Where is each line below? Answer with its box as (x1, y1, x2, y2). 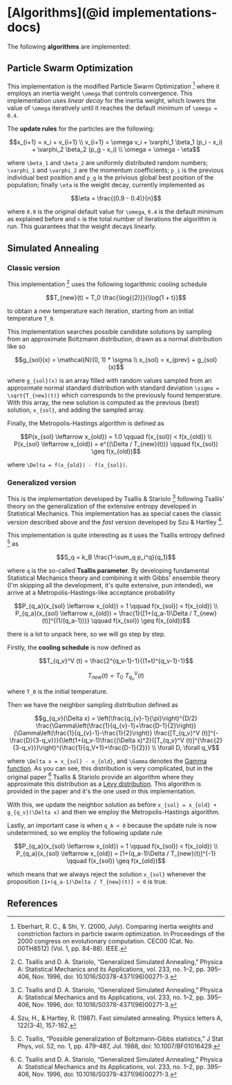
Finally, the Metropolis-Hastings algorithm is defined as (7, 419, 164, 427)
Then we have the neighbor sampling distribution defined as (7, 700, 178, 709)
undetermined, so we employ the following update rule (7, 829, 162, 837)
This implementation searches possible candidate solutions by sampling (7, 327, 212, 336)
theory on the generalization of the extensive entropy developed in (7, 502, 197, 510)
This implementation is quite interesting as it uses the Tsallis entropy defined (7, 531, 225, 540)
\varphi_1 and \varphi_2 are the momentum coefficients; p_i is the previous (7, 166, 224, 174)
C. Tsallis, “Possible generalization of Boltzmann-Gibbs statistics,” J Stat (17, 1035, 224, 1043)
